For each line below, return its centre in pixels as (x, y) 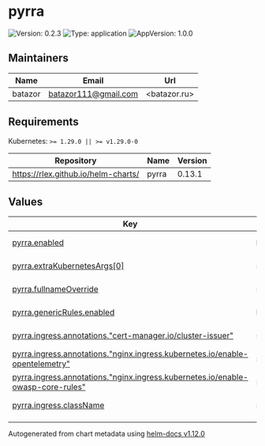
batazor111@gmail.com (93, 93)
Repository (76, 161)
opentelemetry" (41, 364)
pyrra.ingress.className (58, 405)
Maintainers (39, 58)
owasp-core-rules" (49, 387)
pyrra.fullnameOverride (55, 289)
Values (26, 201)
